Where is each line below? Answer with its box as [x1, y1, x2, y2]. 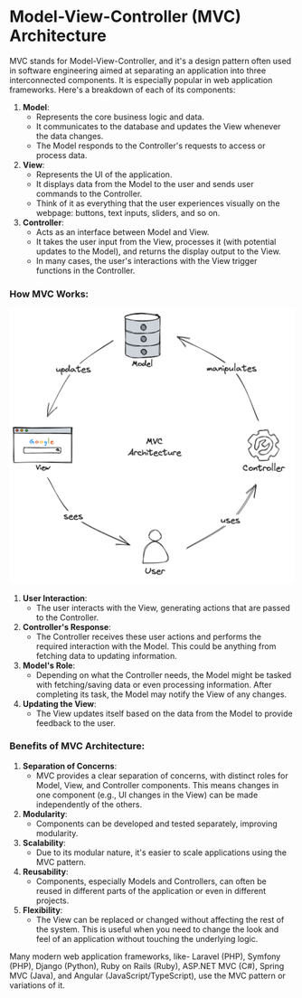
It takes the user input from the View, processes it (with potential [35, 236, 277, 247]
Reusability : [22, 866, 69, 877]
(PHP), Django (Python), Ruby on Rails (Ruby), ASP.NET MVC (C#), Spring [9, 960, 285, 971]
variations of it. [9, 979, 65, 991]
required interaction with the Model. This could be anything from [35, 640, 277, 652]
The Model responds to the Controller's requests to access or [35, 140, 266, 151]
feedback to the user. [35, 717, 116, 729]
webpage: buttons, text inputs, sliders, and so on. [35, 207, 221, 218]
